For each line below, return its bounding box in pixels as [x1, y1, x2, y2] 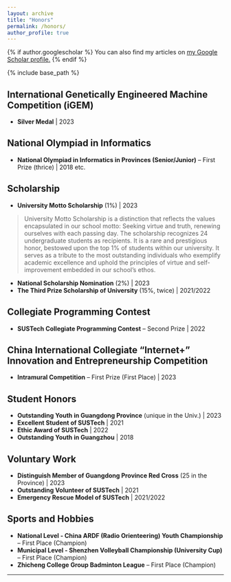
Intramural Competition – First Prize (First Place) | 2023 [16, 373, 177, 381]
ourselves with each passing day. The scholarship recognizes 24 [23, 229, 208, 237]
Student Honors [7, 393, 77, 405]
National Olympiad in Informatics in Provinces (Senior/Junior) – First [16, 155, 215, 164]
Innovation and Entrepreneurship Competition [7, 355, 208, 366]
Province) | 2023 [16, 478, 65, 486]
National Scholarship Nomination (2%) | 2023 [16, 279, 150, 287]
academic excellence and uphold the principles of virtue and [23, 258, 196, 267]
